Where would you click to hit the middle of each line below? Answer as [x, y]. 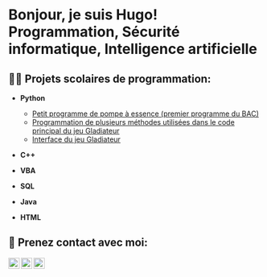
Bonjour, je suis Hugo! [83, 15]
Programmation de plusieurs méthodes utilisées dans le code [133, 122]
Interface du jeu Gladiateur [76, 139]
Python [33, 98]
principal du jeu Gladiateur [76, 131]
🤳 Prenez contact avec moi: [78, 243]
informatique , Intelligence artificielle [133, 49]
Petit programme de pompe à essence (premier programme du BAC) [146, 114]
